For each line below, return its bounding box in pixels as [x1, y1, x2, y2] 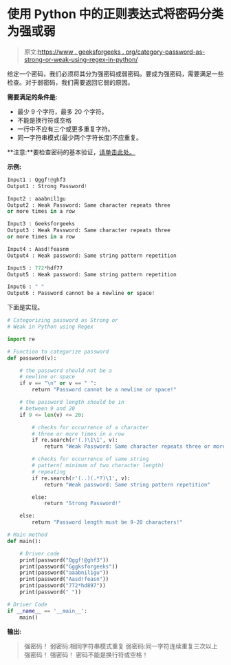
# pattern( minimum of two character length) [32, 462, 165, 469]
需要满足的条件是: [7, 92, 58, 101]
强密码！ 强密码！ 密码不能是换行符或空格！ [23, 651, 148, 659]
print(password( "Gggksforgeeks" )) [19, 563, 118, 570]
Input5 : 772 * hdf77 [7, 265, 63, 272]
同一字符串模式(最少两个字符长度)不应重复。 [16, 133, 143, 141]
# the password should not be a [19, 367, 112, 374]
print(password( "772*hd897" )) [19, 582, 107, 589]
